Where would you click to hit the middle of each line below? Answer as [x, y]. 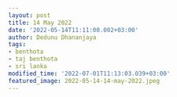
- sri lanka [28, 66]
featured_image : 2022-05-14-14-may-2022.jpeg [84, 81]
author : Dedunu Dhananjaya [52, 37]
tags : [17, 45]
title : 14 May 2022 [40, 23]
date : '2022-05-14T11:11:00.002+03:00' [74, 30]
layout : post [29, 15]
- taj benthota [33, 59]
